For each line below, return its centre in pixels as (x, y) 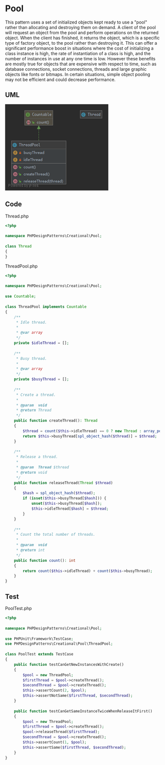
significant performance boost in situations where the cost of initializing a (79, 48)
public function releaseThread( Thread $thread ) (63, 483)
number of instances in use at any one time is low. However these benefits (80, 58)
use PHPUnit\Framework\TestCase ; (39, 639)
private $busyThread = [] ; (41, 379)
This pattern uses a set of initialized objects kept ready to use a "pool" (76, 22)
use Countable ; (21, 297)
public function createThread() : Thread (56, 421)
